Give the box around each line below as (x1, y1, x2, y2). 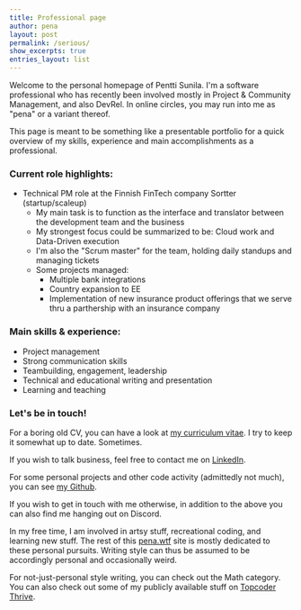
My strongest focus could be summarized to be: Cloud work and (35, 226, 275, 237)
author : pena (9, 22, 58, 31)
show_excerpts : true (9, 47, 87, 56)
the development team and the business (35, 217, 185, 228)
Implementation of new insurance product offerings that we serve (49, 294, 292, 305)
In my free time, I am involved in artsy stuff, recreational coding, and (9, 525, 261, 536)
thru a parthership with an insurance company (49, 303, 221, 314)
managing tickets (35, 255, 100, 266)
